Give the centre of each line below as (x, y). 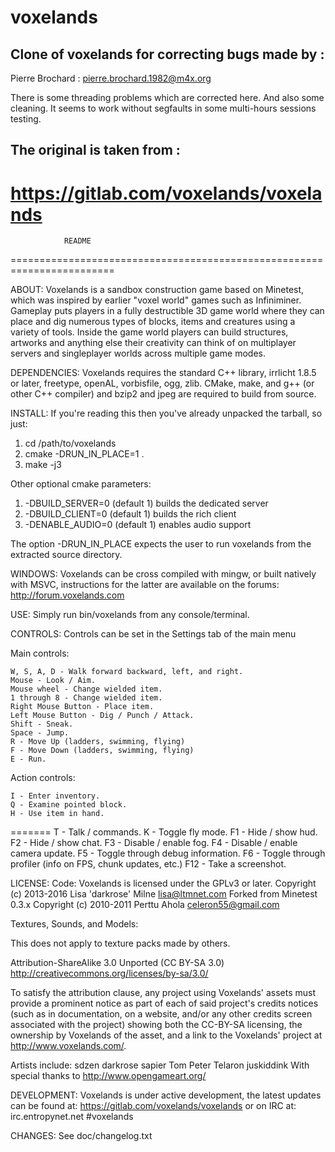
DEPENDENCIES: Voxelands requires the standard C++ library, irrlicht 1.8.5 (163, 373)
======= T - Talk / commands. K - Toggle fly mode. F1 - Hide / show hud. (164, 832)
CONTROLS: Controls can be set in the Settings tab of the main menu (153, 634)
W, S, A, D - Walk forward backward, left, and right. (127, 672)
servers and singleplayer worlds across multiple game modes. (138, 353)
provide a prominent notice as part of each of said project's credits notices (164, 1003)
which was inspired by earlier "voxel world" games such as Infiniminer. (156, 300)
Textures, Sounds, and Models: (74, 924)
